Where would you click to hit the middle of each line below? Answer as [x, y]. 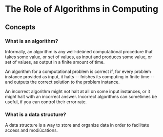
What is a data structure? [36, 114]
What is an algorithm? [32, 41]
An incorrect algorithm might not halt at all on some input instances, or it [78, 91]
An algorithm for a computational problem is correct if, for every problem [78, 71]
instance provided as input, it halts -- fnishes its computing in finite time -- [80, 76]
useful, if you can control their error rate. [46, 102]
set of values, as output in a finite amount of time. [55, 62]
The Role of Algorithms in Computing [82, 9]
